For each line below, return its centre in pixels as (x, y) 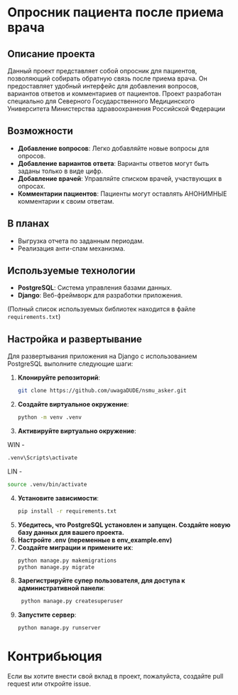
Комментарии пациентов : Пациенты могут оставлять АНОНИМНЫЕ (122, 194)
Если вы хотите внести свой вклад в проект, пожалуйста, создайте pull (115, 676)
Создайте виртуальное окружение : (73, 404)
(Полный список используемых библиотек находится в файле (102, 309)
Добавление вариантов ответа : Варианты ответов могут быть (113, 163)
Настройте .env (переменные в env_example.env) (95, 540)
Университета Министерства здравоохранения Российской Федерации (117, 109)
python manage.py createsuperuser (72, 601)
